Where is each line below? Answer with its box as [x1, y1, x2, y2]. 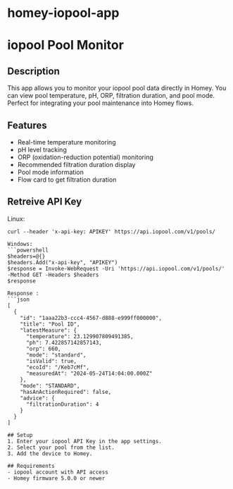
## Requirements [7, 462, 55, 469]
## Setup [7, 431, 33, 438]
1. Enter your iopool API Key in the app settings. [7, 438, 162, 445]
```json [7, 296, 30, 303]
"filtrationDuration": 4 [25, 400, 99, 408]
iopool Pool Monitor [7, 37, 125, 54]
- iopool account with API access [7, 469, 109, 476]
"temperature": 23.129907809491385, [25, 333, 134, 340]
